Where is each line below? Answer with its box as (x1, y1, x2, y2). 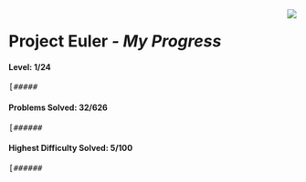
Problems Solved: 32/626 (8, 102, 109, 113)
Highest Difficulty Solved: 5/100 (8, 143, 133, 154)
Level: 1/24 (8, 61, 51, 72)
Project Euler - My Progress (8, 31, 222, 52)
